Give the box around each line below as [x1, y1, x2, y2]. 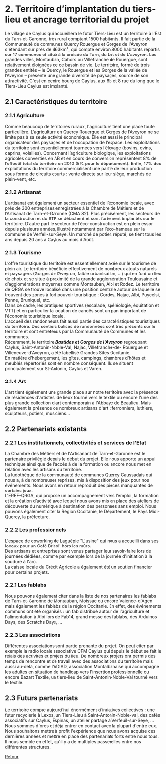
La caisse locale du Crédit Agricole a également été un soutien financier [5, 564, 152, 570]
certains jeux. [5, 488, 33, 493]
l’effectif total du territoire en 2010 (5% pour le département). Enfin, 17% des [5, 160, 161, 166]
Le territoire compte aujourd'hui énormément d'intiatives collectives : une [5, 707, 155, 713]
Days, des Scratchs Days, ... [5, 619, 63, 625]
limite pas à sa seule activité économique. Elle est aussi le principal [5, 134, 142, 140]
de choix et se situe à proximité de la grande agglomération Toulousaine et [5, 276, 158, 282]
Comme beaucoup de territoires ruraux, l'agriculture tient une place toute [5, 123, 155, 129]
